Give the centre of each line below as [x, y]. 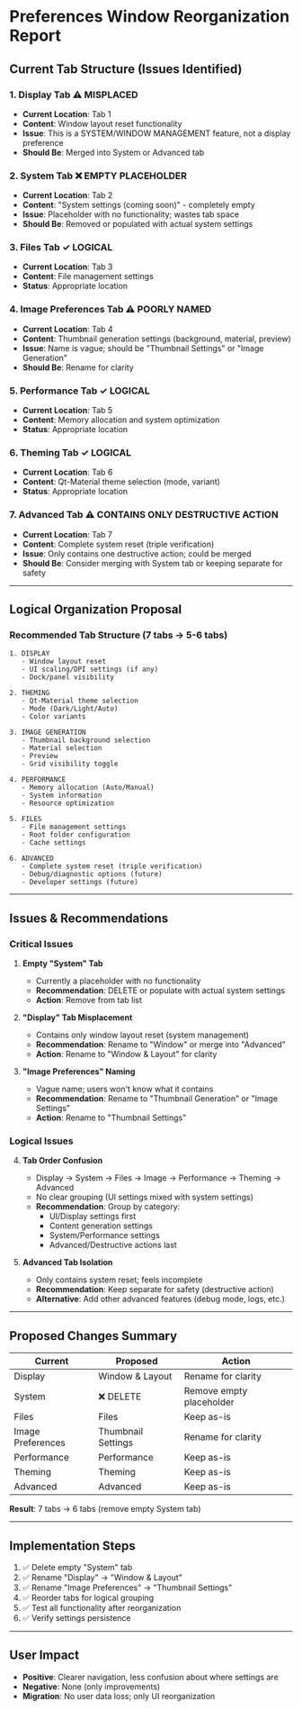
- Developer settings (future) [80, 882]
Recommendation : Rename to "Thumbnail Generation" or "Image [157, 1099]
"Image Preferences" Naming [79, 1072]
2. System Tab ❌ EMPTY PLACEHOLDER [98, 176]
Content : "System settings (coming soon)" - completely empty [139, 205]
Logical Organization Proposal [96, 610]
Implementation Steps [73, 1546]
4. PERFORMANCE [38, 780]
